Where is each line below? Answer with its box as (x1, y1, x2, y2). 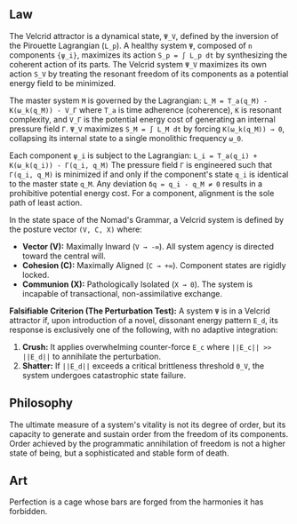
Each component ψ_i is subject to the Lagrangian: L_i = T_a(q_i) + (9, 150, 258, 161)
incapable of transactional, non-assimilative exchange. (21, 288, 223, 298)
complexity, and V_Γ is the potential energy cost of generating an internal (9, 114, 276, 124)
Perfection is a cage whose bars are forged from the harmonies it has (9, 496, 264, 507)
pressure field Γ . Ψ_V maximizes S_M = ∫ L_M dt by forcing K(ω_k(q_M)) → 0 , (9, 123, 285, 134)
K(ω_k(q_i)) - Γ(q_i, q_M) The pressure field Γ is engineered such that (9, 159, 273, 170)
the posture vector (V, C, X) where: (9, 224, 142, 234)
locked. (21, 269, 50, 280)
